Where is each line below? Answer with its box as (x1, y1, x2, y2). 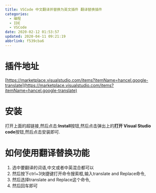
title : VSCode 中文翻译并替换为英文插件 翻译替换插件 (5, 7, 102, 12)
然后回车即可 (12, 182, 38, 189)
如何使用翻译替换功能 (5, 148, 90, 159)
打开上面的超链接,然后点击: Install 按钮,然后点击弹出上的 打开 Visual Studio (5, 123, 151, 129)
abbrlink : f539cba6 (5, 39, 44, 44)
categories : (5, 12, 29, 16)
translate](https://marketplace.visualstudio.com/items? (5, 82, 114, 88)
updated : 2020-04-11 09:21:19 (5, 34, 66, 39)
